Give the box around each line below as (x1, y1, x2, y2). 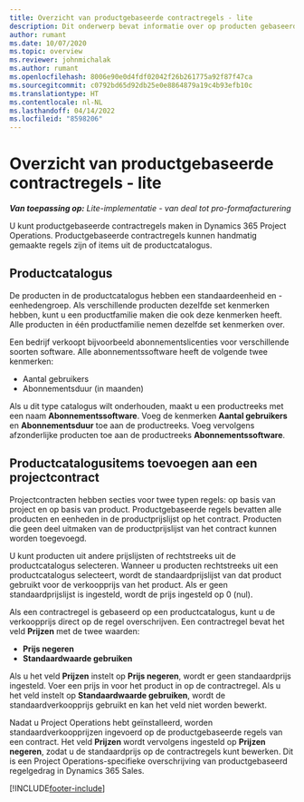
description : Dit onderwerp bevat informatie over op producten (9, 22, 257, 31)
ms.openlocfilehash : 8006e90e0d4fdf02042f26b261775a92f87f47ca (9, 73, 253, 82)
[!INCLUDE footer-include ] (9, 782, 106, 794)
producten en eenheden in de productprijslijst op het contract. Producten (9, 513, 282, 524)
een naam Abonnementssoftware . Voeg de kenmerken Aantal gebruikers (9, 410, 288, 421)
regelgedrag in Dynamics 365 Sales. (9, 765, 145, 776)
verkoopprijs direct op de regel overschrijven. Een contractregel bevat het (9, 616, 285, 627)
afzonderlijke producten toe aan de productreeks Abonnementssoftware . (9, 429, 286, 440)
